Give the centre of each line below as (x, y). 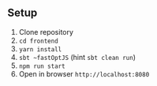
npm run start (42, 66)
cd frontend (38, 41)
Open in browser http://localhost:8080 (84, 73)
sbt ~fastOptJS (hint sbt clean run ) (77, 57)
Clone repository (46, 32)
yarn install (40, 49)
